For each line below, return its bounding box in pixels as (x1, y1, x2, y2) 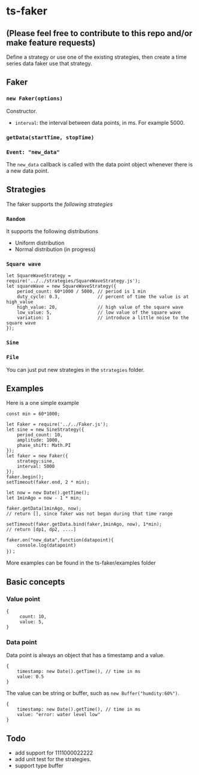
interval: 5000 (17, 464, 55, 470)
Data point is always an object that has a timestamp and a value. (6, 652, 165, 659)
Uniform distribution (14, 239, 65, 247)
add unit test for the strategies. (14, 756, 92, 763)
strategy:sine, (17, 458, 55, 464)
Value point (6, 595, 40, 603)
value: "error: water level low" (17, 712, 101, 718)
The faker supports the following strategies (6, 200, 113, 208)
